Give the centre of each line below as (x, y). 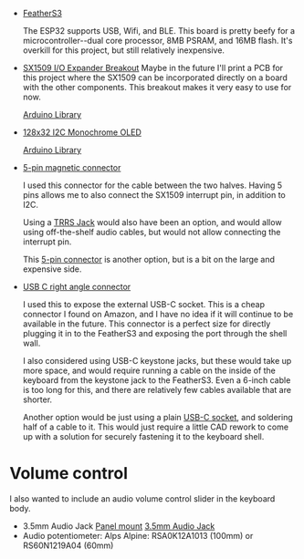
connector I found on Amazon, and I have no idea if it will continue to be (158, 314)
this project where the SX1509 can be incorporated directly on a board (155, 78)
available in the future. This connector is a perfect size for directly (147, 324)
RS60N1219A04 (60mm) (68, 545)
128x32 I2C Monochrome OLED (82, 132)
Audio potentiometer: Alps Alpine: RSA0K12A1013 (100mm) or (138, 535)
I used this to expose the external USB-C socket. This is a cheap (143, 304)
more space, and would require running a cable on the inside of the (149, 370)
